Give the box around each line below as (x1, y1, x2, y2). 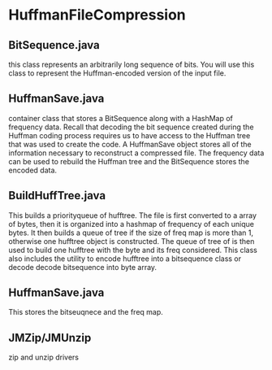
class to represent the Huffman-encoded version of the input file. (8, 68, 227, 78)
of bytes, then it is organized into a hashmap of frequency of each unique (8, 219, 254, 229)
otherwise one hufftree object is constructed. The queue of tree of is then (8, 236, 255, 246)
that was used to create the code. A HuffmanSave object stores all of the (8, 139, 252, 149)
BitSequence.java (8, 38, 100, 52)
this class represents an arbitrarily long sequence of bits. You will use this (8, 59, 255, 69)
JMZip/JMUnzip (8, 331, 92, 345)
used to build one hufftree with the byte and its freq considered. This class (8, 245, 257, 255)
